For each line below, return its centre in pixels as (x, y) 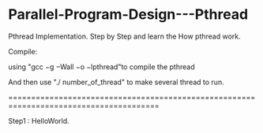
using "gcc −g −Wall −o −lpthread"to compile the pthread (101, 66)
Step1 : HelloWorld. (39, 120)
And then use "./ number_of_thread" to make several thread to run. (116, 82)
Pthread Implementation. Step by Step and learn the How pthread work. (124, 36)
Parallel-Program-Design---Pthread (128, 15)
